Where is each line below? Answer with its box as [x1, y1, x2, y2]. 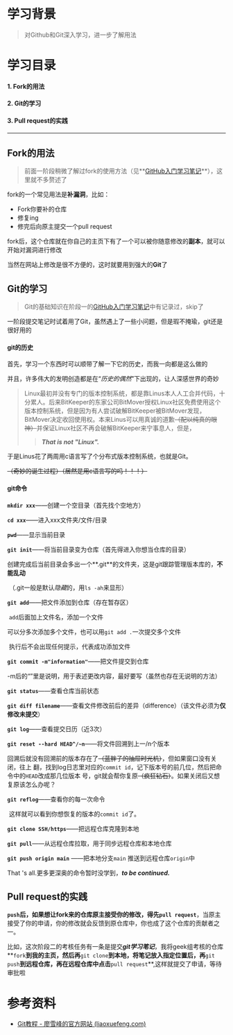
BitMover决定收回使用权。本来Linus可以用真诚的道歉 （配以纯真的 [24, 416, 212, 424]
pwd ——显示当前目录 [7, 530, 66, 538]
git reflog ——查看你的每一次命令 [7, 795, 105, 803]
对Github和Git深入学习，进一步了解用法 [24, 31, 137, 39]
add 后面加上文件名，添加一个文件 [8, 613, 104, 621]
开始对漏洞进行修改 [7, 246, 62, 254]
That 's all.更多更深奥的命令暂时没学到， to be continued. [7, 869, 170, 877]
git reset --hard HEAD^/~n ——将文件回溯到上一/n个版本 [7, 739, 170, 748]
